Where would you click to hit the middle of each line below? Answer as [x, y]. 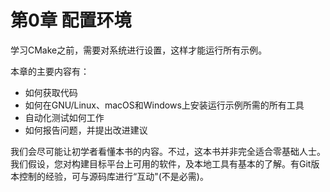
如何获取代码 [51, 92]
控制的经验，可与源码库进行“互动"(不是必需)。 [113, 176]
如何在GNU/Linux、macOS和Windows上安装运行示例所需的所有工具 [164, 105]
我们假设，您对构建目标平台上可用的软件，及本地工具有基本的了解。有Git [161, 163]
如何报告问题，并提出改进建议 [86, 130]
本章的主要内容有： [50, 71]
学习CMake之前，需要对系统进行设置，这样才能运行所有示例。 [139, 50]
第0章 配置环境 [71, 20]
